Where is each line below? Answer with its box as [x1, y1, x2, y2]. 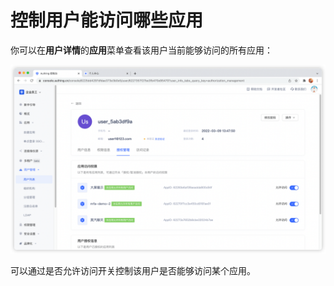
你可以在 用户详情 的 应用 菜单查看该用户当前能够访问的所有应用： [10, 44, 273, 56]
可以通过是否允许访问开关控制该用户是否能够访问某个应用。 [10, 265, 256, 277]
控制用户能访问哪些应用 [10, 9, 204, 32]
